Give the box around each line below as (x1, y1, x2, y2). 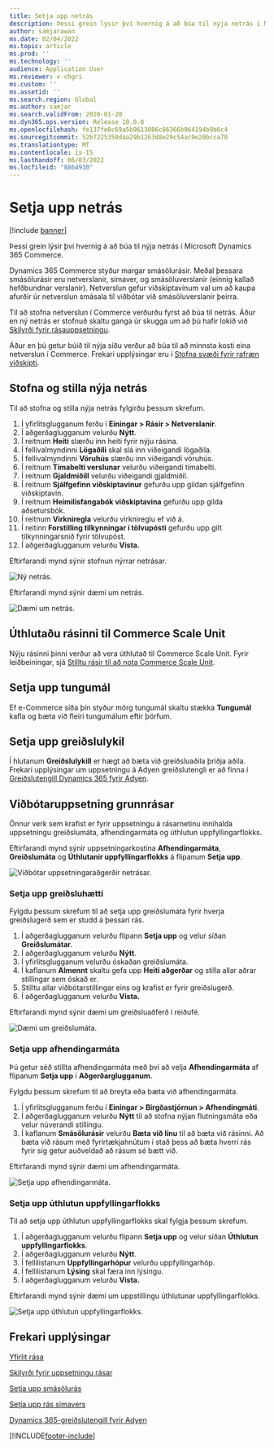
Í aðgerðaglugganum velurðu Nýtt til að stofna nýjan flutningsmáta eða (20, 1111, 259, 1120)
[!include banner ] (9, 226, 67, 235)
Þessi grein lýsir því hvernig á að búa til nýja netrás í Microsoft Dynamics (9, 241, 252, 251)
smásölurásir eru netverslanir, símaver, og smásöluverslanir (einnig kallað (9, 275, 254, 284)
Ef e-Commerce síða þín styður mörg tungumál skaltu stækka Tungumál (9, 702, 252, 712)
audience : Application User (9, 65, 105, 73)
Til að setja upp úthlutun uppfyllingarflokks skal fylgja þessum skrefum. (9, 1216, 249, 1226)
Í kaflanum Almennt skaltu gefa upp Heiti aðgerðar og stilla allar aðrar (20, 966, 257, 975)
